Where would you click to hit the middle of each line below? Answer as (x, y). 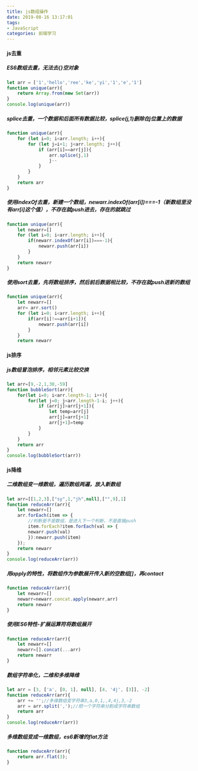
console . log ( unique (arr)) (38, 105)
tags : (13, 22)
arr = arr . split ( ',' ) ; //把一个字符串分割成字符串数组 (79, 706)
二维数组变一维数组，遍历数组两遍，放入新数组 (64, 484)
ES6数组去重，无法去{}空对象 (43, 68)
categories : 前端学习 (32, 34)
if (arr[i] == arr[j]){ (65, 149)
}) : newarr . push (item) (55, 537)
